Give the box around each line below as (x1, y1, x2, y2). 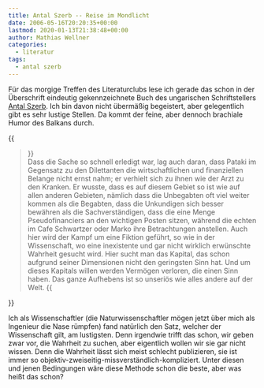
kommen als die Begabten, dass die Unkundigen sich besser (27, 199, 225, 208)
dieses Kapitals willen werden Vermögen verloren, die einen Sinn (27, 266, 239, 275)
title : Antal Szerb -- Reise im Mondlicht (8, 11, 150, 20)
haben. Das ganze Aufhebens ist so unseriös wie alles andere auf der (27, 274, 254, 284)
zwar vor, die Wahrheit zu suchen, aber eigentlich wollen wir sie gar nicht (8, 338, 246, 348)
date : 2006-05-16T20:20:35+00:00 (8, 19, 118, 27)
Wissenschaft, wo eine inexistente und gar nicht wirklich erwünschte (27, 241, 251, 250)
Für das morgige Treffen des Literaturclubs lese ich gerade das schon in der (8, 84, 255, 94)
